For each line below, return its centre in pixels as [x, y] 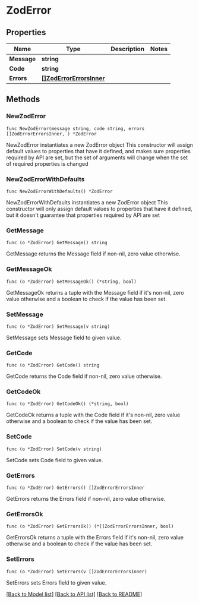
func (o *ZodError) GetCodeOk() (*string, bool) [67, 404]
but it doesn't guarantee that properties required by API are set [83, 215]
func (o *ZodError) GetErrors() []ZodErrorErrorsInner [75, 488]
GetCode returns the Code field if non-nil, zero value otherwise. [84, 376]
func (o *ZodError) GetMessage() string [57, 243]
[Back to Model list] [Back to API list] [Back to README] [74, 594]
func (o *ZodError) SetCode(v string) [54, 449]
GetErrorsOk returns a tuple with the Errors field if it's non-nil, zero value [95, 538]
